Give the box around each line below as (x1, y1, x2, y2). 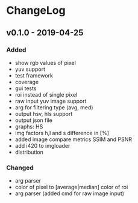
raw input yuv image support (14, 97, 87, 105)
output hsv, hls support (14, 110, 73, 117)
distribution (14, 148, 44, 156)
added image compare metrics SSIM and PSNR (14, 136, 133, 143)
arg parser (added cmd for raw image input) (14, 190, 125, 197)
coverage (14, 78, 39, 85)
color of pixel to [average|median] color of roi (14, 184, 128, 191)
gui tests (14, 85, 37, 92)
